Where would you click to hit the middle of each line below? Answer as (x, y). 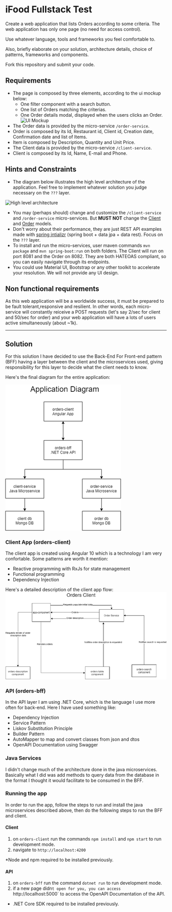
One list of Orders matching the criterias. (63, 110)
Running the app (26, 794)
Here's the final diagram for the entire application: (58, 377)
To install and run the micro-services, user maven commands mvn (81, 245)
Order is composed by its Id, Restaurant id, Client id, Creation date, (83, 131)
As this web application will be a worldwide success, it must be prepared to (85, 301)
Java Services (23, 758)
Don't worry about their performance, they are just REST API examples (87, 229)
